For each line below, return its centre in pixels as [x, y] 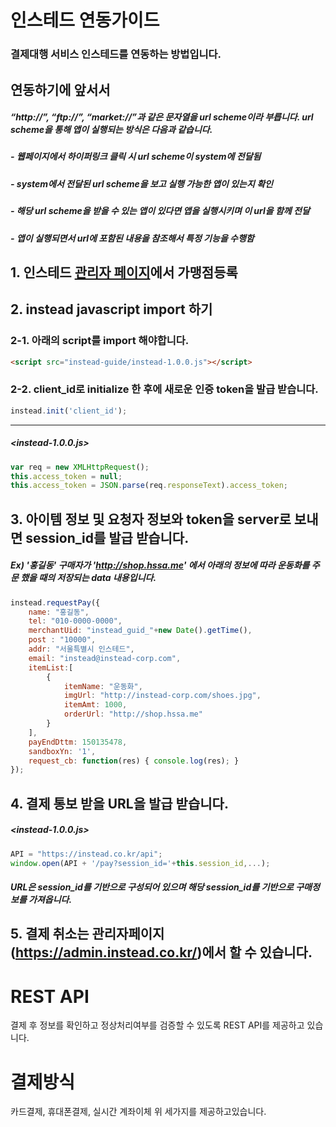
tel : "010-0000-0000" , [75, 621]
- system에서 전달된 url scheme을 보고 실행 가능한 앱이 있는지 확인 [141, 183]
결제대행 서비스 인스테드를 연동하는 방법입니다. [116, 54]
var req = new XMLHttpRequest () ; [80, 467]
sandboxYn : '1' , [62, 751]
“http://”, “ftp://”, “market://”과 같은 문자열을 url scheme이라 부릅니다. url [162, 117]
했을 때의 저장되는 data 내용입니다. [88, 578]
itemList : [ [51, 667]
